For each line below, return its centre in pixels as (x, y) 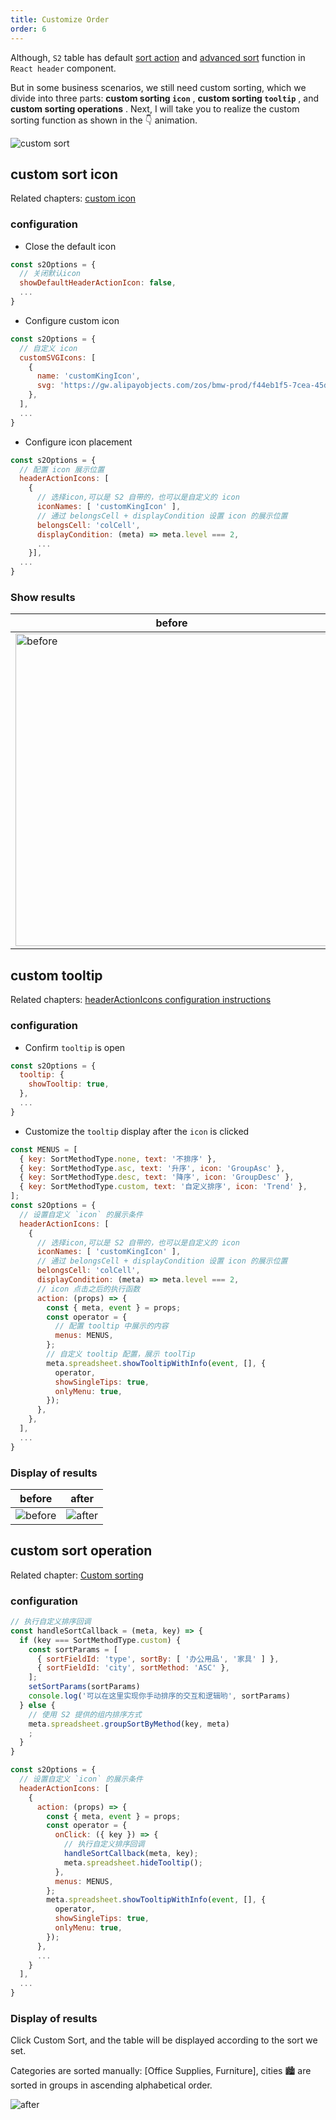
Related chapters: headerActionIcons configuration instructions (141, 1000)
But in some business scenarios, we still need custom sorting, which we (158, 87)
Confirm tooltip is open (75, 1047)
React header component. (63, 68)
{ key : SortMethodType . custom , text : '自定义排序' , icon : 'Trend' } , (163, 1187)
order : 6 (28, 29)
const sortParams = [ (73, 1649)
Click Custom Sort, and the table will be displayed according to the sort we (164, 2040)
